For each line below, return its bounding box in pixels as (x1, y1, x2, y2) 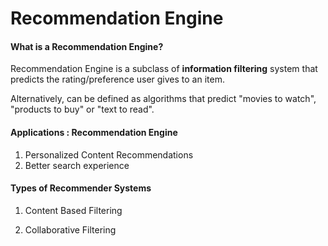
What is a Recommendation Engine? (10, 40, 164, 52)
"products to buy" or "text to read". (10, 103, 155, 116)
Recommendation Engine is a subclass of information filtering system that (10, 63, 318, 75)
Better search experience (24, 159, 130, 171)
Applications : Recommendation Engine (10, 126, 178, 138)
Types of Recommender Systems (10, 182, 152, 194)
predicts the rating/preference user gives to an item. (10, 73, 225, 86)
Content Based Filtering (24, 204, 123, 216)
